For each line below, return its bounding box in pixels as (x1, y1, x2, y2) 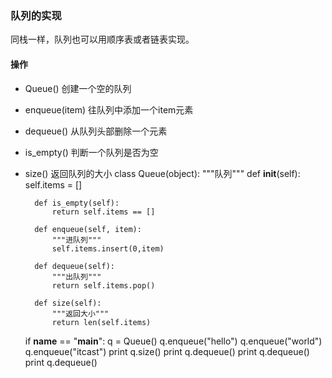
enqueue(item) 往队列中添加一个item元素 (24, 103, 194, 116)
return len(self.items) (51, 317, 152, 327)
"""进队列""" (51, 235, 102, 245)
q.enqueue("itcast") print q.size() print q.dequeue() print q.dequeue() (24, 345, 310, 357)
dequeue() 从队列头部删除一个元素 (24, 125, 168, 137)
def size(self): (34, 298, 102, 308)
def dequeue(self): (34, 261, 115, 271)
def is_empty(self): (34, 198, 120, 208)
